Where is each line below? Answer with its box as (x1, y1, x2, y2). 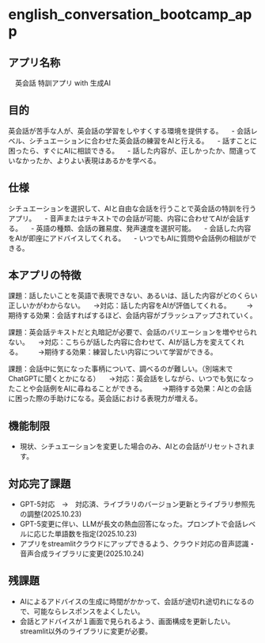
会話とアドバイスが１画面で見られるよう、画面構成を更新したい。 (19, 616, 232, 626)
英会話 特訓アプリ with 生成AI (14, 78, 111, 88)
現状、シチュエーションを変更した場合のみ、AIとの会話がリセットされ (19, 441, 248, 452)
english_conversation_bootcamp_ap (8, 6, 252, 24)
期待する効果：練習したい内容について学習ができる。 (44, 347, 218, 357)
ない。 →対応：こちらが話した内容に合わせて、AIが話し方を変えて (8, 338, 231, 347)
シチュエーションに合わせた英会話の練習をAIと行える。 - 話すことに (28, 136, 258, 146)
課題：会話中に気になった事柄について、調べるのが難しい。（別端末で (8, 364, 233, 373)
